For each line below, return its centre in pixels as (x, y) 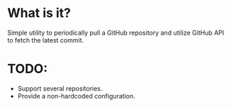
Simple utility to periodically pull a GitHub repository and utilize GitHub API (116, 33)
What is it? (39, 13)
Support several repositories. (60, 88)
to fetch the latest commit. (46, 40)
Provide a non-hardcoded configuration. (77, 96)
